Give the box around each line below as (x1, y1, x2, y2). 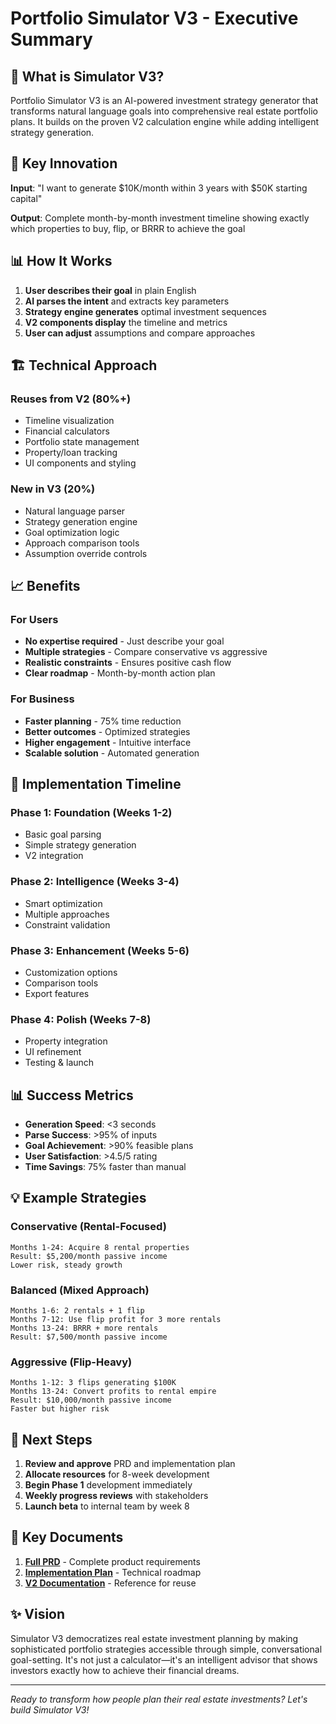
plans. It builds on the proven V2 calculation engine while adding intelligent (10, 116, 319, 127)
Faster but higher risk (10, 1404, 110, 1414)
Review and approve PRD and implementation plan (24, 1458, 236, 1470)
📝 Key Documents (10, 1529, 124, 1546)
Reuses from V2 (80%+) (10, 392, 132, 406)
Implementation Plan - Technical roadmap (24, 1566, 202, 1578)
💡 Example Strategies (10, 1190, 147, 1207)
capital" (10, 192, 43, 204)
